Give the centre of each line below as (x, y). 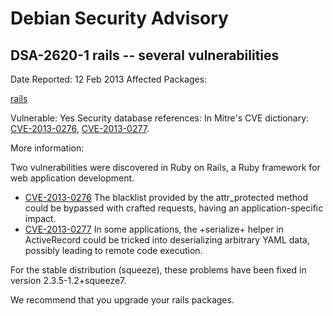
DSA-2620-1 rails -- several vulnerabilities (145, 55)
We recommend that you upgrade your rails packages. (122, 300)
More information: (47, 148)
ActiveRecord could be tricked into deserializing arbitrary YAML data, (167, 240)
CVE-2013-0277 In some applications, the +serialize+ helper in (154, 229)
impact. (40, 218)
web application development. (72, 178)
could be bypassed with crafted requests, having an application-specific (174, 208)
